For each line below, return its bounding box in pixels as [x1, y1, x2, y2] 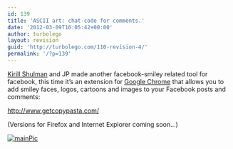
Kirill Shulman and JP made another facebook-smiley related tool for [7, 69, 208, 78]
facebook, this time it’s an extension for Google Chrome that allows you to [7, 77, 224, 86]
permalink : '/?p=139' [7, 51, 72, 58]
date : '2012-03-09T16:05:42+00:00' [7, 24, 113, 31]
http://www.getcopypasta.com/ [7, 106, 100, 115]
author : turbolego [7, 30, 62, 38]
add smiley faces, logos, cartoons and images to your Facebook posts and [7, 85, 227, 93]
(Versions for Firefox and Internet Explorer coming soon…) [7, 120, 178, 128]
